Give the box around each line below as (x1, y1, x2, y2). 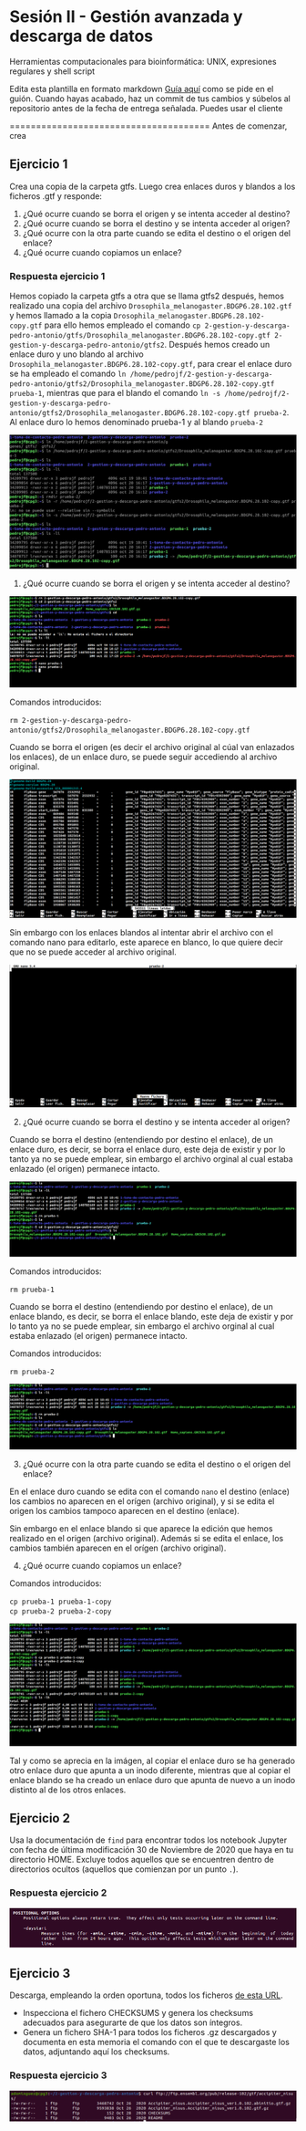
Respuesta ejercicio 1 (9, 269, 106, 282)
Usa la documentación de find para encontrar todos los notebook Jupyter (9, 1834, 288, 1845)
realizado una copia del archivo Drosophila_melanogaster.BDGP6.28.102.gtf (9, 300, 292, 311)
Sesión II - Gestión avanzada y (9, 6, 243, 27)
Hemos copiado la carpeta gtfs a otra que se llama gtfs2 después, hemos (9, 290, 285, 302)
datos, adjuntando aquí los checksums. (22, 2046, 170, 2057)
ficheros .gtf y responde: (9, 190, 103, 202)
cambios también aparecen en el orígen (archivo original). (9, 1542, 227, 1553)
